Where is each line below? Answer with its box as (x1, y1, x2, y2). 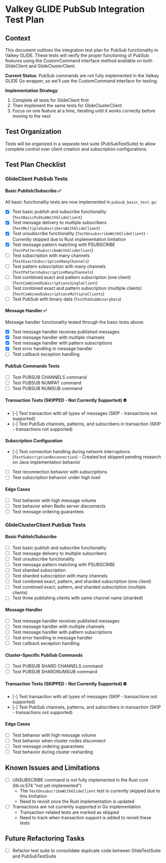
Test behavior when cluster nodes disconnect (12, 738, 106, 743)
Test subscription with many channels (12, 252, 90, 258)
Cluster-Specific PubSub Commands (5, 652, 83, 658)
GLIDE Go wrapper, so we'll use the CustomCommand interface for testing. (5, 78, 158, 84)
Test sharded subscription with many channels (12, 573, 108, 579)
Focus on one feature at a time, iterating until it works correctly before (12, 108, 156, 114)
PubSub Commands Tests (5, 363, 60, 369)
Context (5, 34, 31, 42)
